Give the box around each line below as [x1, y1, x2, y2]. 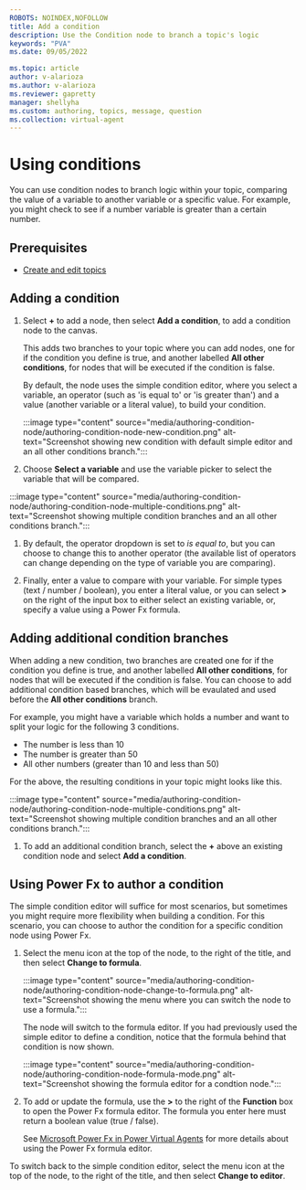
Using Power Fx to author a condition [9, 877, 224, 892]
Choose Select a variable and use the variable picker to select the [22, 463, 272, 474]
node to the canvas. [22, 324, 99, 335]
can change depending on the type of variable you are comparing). [22, 557, 276, 568]
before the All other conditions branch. [9, 694, 158, 705]
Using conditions [9, 154, 142, 175]
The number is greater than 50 [22, 749, 139, 760]
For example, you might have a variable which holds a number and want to [9, 711, 290, 722]
